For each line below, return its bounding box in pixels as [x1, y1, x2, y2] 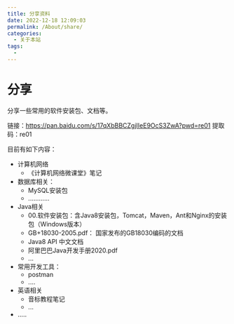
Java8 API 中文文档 [27, 237, 84, 245]
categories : [7, 29, 42, 37]
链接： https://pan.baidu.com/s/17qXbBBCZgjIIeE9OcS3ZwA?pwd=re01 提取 [7, 121, 225, 130]
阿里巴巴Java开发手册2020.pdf [27, 246, 118, 255]
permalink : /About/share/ [7, 23, 83, 30]
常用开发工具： [17, 262, 61, 271]
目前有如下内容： [7, 144, 57, 153]
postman [27, 270, 54, 278]
